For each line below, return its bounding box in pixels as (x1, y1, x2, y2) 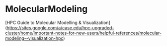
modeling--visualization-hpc (5, 35, 64, 41)
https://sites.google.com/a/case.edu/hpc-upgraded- (6, 24, 114, 30)
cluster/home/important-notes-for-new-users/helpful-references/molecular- (5, 30, 162, 36)
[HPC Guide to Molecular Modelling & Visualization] (5, 20, 110, 25)
